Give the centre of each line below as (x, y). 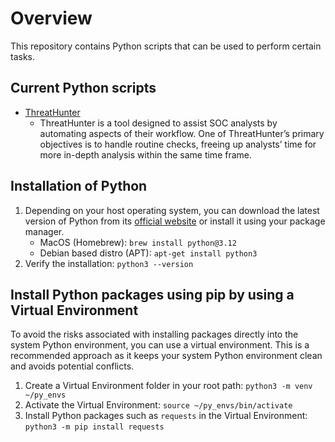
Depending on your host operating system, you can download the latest (172, 210)
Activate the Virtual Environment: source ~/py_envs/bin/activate (158, 405)
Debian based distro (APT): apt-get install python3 (148, 253)
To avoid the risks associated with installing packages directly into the (154, 334)
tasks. (23, 56)
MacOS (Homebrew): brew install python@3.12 (138, 242)
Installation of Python (79, 186)
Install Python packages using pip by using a (152, 294)
